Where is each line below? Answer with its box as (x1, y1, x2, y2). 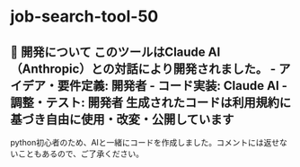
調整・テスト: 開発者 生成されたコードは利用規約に (10, 94, 291, 110)
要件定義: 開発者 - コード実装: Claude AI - (57, 78, 288, 93)
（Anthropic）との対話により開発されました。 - (10, 61, 277, 76)
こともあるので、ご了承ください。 (17, 148, 145, 159)
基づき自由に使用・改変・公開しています (10, 111, 234, 127)
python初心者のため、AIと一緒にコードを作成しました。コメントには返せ (10, 137, 280, 147)
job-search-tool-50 (10, 6, 159, 27)
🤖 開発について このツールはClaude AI (10, 44, 221, 59)
